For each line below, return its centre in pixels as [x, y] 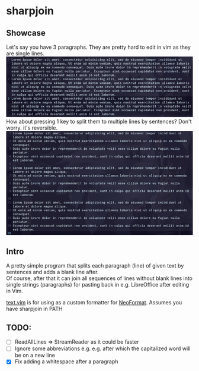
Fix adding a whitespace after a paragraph [66, 361]
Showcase [26, 33]
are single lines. [25, 54]
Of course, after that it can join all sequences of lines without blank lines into [99, 278]
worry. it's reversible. [32, 128]
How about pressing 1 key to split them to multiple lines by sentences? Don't [99, 121]
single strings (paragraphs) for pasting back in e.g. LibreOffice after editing [98, 285]
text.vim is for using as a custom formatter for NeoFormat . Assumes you [94, 303]
